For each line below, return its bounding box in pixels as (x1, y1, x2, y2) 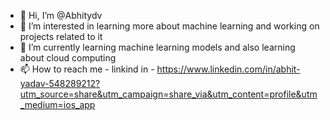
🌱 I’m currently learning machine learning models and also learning (19, 41, 296, 53)
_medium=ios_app (19, 99, 96, 110)
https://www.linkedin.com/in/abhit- (156, 63, 301, 75)
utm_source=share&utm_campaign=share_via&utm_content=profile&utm (19, 88, 318, 100)
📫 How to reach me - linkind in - (19, 63, 155, 75)
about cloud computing (19, 52, 117, 64)
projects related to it (19, 31, 103, 42)
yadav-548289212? (19, 78, 101, 89)
